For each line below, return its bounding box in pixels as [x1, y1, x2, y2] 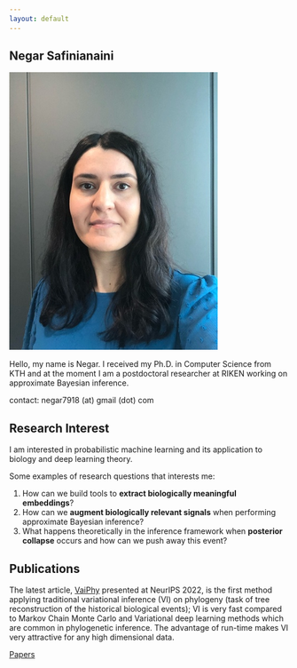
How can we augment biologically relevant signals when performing [21, 507, 277, 518]
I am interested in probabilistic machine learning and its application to [9, 444, 263, 455]
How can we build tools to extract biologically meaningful [21, 489, 237, 499]
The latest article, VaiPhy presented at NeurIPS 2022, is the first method [9, 584, 273, 595]
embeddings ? [21, 497, 74, 508]
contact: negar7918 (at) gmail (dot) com [9, 395, 154, 406]
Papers [9, 649, 35, 660]
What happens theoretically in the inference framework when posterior [21, 526, 283, 537]
